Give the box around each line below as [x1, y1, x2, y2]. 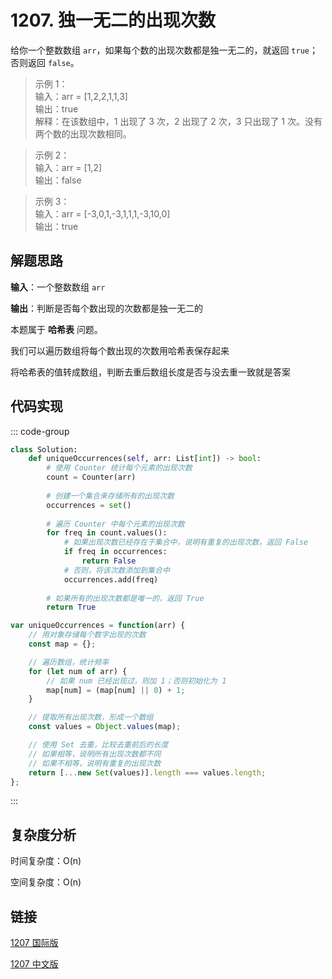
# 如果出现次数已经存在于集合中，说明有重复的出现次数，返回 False [63, 537, 309, 548]
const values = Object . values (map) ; [28, 722, 182, 732]
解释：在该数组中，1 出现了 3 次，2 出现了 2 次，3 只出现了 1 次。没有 [34, 115, 323, 127]
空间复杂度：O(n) [10, 876, 82, 888]
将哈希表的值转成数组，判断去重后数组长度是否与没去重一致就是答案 [10, 366, 291, 378]
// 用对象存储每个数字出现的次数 [28, 630, 147, 640]
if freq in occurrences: [63, 547, 168, 557]
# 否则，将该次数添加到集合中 [63, 565, 170, 575]
